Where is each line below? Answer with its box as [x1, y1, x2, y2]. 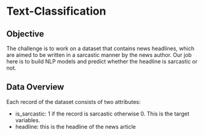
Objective [6, 29, 45, 39]
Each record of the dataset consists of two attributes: [6, 98, 141, 105]
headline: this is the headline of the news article [15, 123, 136, 130]
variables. [15, 116, 40, 123]
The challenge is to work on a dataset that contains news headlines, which [6, 45, 195, 52]
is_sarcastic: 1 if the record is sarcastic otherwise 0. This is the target [15, 110, 190, 117]
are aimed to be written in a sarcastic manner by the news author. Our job [6, 51, 192, 59]
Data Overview [6, 82, 64, 92]
